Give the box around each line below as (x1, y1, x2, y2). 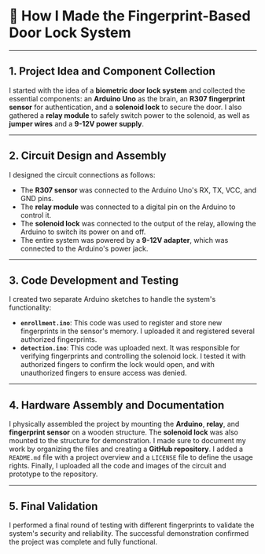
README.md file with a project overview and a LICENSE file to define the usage (9, 453, 254, 462)
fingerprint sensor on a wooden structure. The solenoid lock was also (9, 427, 239, 437)
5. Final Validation (9, 499, 98, 513)
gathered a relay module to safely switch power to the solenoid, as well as (9, 110, 250, 120)
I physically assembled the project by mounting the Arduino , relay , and (9, 420, 240, 429)
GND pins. (20, 193, 54, 203)
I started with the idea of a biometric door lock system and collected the (9, 86, 246, 95)
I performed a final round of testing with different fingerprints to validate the (9, 520, 255, 530)
